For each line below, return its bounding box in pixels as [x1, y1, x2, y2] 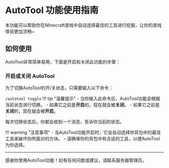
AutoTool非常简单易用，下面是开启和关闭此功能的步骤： [5, 59, 121, 65]
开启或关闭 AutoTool [5, 72, 55, 79]
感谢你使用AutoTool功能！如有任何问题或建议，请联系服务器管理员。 [5, 157, 147, 163]
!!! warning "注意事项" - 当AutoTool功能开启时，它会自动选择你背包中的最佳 [5, 129, 161, 135]
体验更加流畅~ [5, 28, 35, 34]
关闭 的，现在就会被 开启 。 [5, 108, 58, 114]
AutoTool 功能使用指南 [5, 5, 99, 16]
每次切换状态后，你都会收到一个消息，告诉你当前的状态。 [5, 119, 124, 125]
